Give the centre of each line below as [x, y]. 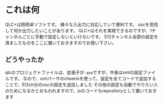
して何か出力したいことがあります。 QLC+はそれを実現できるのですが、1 [78, 30]
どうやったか [24, 60]
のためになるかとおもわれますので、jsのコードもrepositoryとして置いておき [81, 90]
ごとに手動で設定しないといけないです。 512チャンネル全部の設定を [90, 37]
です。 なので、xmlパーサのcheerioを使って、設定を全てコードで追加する [83, 78]
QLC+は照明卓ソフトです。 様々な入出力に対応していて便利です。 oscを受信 [81, 24]
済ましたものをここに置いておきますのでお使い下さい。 [61, 42]
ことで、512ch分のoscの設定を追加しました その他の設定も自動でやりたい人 [81, 84]
